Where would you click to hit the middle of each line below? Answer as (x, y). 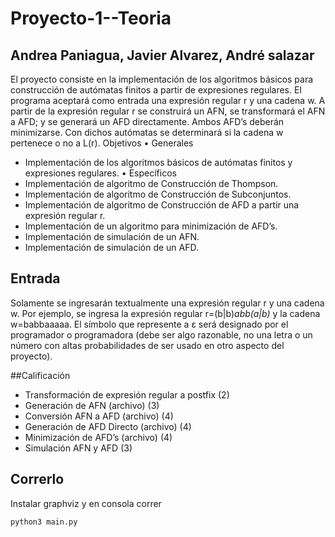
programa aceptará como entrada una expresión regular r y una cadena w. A (168, 100)
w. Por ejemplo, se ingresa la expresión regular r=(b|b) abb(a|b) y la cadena (165, 313)
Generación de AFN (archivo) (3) (92, 405)
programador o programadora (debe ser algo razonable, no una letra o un (161, 334)
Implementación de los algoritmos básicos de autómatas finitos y (158, 162)
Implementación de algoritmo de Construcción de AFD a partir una (162, 205)
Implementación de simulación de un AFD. (111, 247)
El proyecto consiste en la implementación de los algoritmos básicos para (162, 79)
